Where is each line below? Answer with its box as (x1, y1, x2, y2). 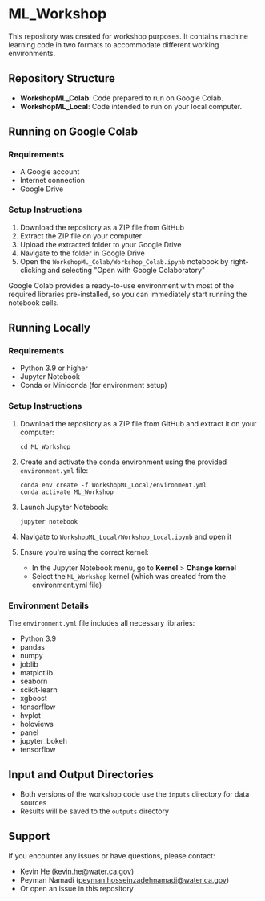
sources (19, 797, 47, 807)
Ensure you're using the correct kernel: (19, 547, 150, 556)
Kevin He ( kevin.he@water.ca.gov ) (19, 866, 135, 876)
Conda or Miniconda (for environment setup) (19, 381, 168, 390)
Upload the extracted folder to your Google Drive (19, 239, 182, 249)
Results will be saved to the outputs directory (19, 806, 170, 816)
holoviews (19, 720, 54, 729)
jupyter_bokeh (19, 736, 68, 746)
